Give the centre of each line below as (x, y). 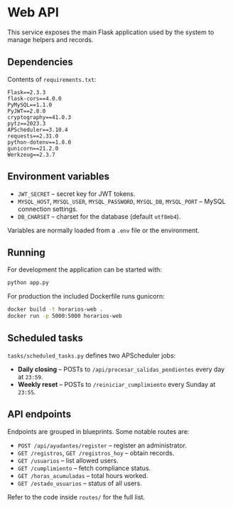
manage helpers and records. (50, 39)
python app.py (28, 283)
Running (27, 253)
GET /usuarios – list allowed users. (68, 460)
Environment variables (59, 176)
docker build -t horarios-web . (55, 310)
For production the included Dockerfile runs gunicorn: (86, 296)
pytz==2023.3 (27, 123)
